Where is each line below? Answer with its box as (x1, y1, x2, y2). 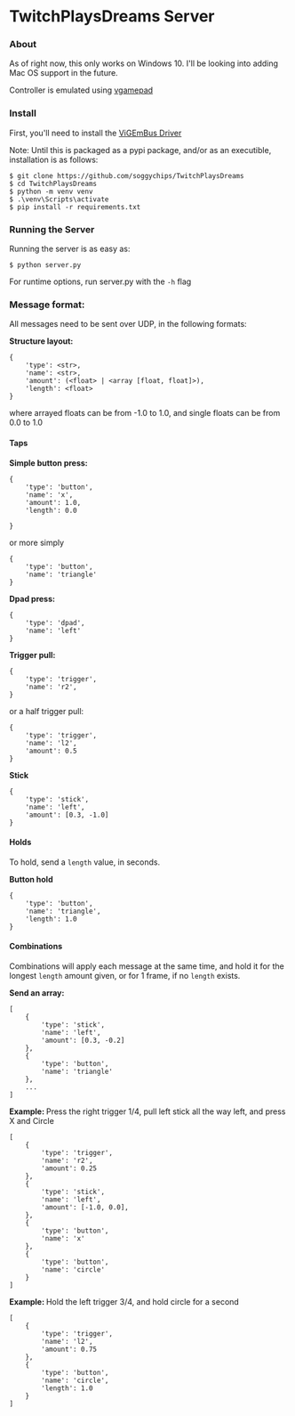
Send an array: (9, 987, 65, 998)
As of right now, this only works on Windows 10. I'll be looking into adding (9, 58, 278, 69)
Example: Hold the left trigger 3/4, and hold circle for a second (9, 1296, 240, 1306)
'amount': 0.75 (41, 1345, 98, 1354)
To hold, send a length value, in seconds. (9, 857, 161, 867)
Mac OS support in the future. (9, 68, 118, 78)
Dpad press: (9, 593, 56, 604)
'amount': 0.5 (25, 746, 77, 755)
